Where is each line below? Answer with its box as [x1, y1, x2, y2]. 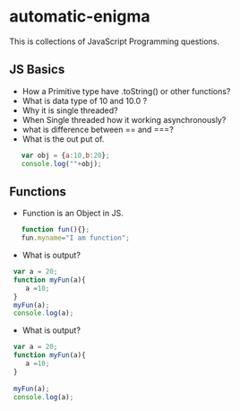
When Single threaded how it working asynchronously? [21, 114, 227, 125]
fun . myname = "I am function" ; [21, 233, 130, 243]
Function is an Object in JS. [21, 208, 124, 219]
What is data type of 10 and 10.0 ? [21, 95, 148, 106]
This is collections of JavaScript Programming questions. [9, 36, 220, 47]
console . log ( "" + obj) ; [21, 159, 102, 168]
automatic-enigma [9, 6, 150, 27]
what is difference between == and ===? [21, 124, 175, 135]
